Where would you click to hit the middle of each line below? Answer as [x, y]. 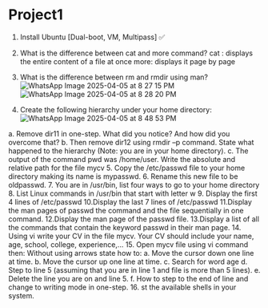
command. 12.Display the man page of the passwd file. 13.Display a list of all [134, 219]
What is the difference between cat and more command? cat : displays [136, 53]
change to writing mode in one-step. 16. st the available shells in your [122, 287]
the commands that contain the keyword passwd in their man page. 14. [125, 227]
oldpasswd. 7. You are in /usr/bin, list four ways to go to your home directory [134, 184]
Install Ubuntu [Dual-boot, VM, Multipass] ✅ [92, 37]
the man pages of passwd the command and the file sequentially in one [126, 210]
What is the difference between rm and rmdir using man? [114, 77]
